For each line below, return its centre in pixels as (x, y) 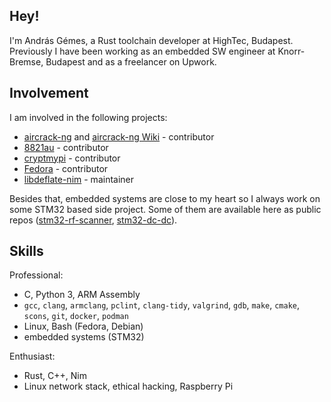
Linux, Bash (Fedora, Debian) (83, 326)
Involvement (49, 93)
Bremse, (26, 61)
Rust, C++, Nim (55, 376)
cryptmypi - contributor (72, 158)
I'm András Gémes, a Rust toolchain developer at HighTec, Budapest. (151, 40)
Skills (26, 251)
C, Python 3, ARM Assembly (82, 295)
